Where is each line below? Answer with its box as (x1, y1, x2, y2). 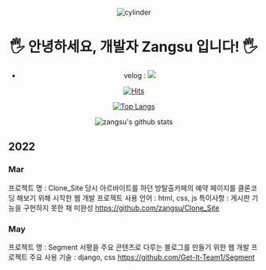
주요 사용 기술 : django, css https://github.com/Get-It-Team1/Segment (29, 252, 255, 262)
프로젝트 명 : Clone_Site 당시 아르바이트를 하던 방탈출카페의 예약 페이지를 (8, 183, 237, 193)
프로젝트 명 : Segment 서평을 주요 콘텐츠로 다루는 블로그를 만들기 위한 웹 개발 (8, 242, 249, 252)
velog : (123, 70, 146, 80)
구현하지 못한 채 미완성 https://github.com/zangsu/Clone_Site (22, 203, 220, 213)
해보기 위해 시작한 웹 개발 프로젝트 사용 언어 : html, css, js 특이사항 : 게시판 (16, 193, 251, 202)
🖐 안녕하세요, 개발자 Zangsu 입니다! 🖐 (9, 38, 259, 56)
